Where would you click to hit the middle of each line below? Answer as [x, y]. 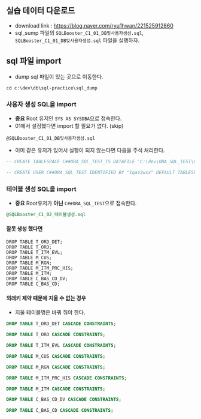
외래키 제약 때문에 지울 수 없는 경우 [46, 298]
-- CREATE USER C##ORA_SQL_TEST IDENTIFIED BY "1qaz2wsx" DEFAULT [91, 172]
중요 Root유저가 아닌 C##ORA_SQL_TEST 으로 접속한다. [76, 203]
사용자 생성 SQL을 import [41, 104]
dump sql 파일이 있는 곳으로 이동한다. [59, 76]
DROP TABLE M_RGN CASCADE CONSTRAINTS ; [56, 367]
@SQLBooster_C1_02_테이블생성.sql [46, 214]
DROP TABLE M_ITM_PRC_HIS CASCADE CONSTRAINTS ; [67, 378]
